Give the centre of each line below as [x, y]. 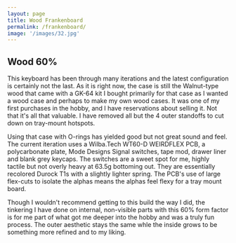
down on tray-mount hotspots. [51, 123]
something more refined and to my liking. [67, 232]
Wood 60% [32, 61]
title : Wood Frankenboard [45, 20]
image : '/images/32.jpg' [44, 33]
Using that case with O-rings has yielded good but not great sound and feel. [117, 137]
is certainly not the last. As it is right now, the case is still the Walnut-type [113, 86]
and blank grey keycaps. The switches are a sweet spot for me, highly [109, 159]
